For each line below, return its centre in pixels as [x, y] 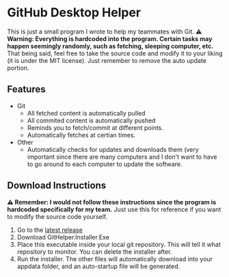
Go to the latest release [50, 230]
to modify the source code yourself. [57, 216]
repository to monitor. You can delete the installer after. [94, 252]
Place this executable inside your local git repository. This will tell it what [119, 244]
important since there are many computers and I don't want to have [122, 157]
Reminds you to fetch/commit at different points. [95, 127]
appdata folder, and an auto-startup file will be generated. [98, 266]
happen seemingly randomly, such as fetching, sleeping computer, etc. [110, 46]
